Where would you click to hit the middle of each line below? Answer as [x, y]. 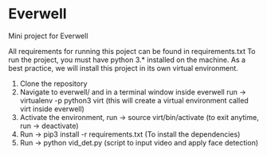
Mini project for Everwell [48, 36]
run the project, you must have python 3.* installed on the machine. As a [127, 60]
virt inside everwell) [52, 109]
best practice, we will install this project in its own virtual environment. [124, 68]
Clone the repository [53, 83]
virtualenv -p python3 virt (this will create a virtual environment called [134, 100]
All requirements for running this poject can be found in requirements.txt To [132, 51]
